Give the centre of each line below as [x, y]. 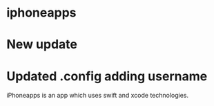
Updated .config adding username [107, 76]
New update [42, 45]
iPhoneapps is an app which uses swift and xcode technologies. [98, 96]
